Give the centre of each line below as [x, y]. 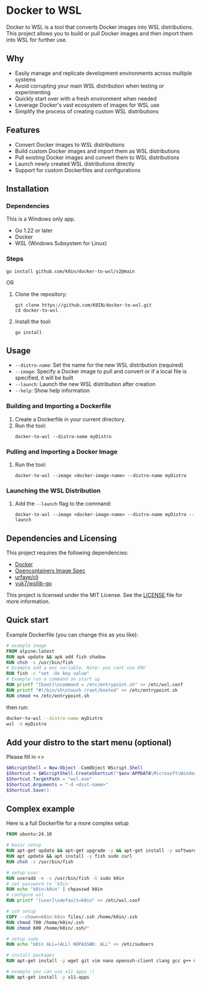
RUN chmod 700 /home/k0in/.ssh [45, 922]
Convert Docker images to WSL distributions [70, 144]
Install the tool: [33, 321]
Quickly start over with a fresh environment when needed [86, 98]
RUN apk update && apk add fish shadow [56, 657]
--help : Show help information [52, 391]
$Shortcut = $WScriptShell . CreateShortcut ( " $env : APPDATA [79, 774]
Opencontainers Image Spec [50, 571]
